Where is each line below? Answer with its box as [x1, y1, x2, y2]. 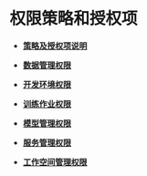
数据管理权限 [22, 59, 71, 70]
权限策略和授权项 [9, 8, 139, 29]
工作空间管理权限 [22, 156, 88, 167]
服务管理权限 [22, 137, 71, 148]
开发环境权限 [22, 78, 71, 89]
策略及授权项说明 [22, 40, 88, 51]
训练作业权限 [22, 98, 71, 109]
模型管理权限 [22, 118, 71, 129]
